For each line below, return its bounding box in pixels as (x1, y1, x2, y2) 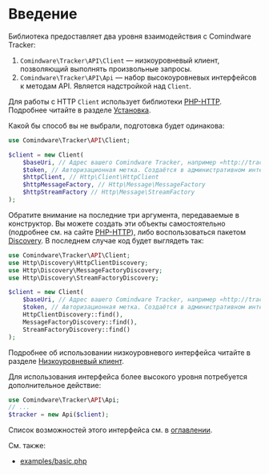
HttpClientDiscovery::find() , (22, 311, 124, 319)
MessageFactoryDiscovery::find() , (22, 318, 138, 326)
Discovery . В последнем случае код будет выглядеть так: (8, 235, 204, 245)
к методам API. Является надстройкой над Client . (19, 81, 192, 91)
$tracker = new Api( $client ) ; (8, 411, 110, 419)
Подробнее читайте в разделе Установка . (8, 105, 151, 115)
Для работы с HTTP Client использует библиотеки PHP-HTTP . (8, 96, 223, 106)
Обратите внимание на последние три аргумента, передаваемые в (8, 210, 240, 219)
